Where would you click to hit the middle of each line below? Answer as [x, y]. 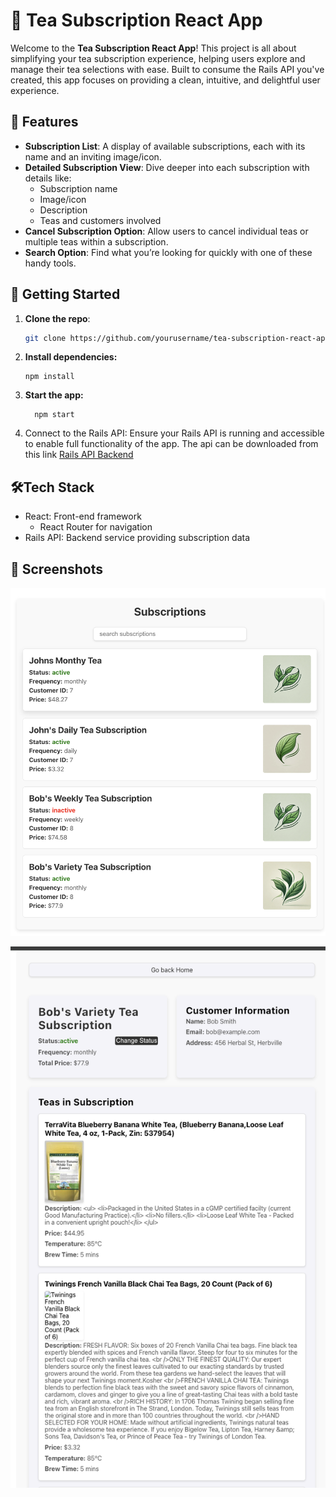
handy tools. [50, 263]
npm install [49, 377]
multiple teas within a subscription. [96, 241]
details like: [48, 178]
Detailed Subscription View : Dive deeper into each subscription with [167, 167]
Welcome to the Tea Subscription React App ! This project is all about [153, 48]
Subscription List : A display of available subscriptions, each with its [165, 146]
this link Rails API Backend [79, 455]
